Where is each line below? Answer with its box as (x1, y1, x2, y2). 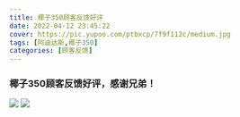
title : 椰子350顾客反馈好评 (9, 13, 103, 22)
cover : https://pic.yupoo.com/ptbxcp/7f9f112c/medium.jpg (9, 29, 231, 38)
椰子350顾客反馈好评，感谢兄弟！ (9, 78, 156, 90)
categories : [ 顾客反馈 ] (9, 46, 93, 55)
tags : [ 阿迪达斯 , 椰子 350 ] (9, 38, 99, 47)
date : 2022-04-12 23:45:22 (9, 21, 111, 30)
